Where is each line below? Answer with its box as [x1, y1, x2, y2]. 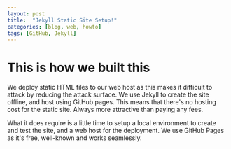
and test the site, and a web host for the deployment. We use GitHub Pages [7, 127, 225, 135]
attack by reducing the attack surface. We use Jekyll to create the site [7, 90, 209, 99]
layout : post [7, 10, 45, 17]
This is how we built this [7, 60, 150, 76]
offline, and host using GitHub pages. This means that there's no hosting [7, 98, 217, 106]
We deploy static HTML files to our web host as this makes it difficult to [7, 83, 213, 92]
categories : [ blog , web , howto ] [7, 23, 101, 30]
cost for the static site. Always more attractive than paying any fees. [7, 106, 204, 114]
